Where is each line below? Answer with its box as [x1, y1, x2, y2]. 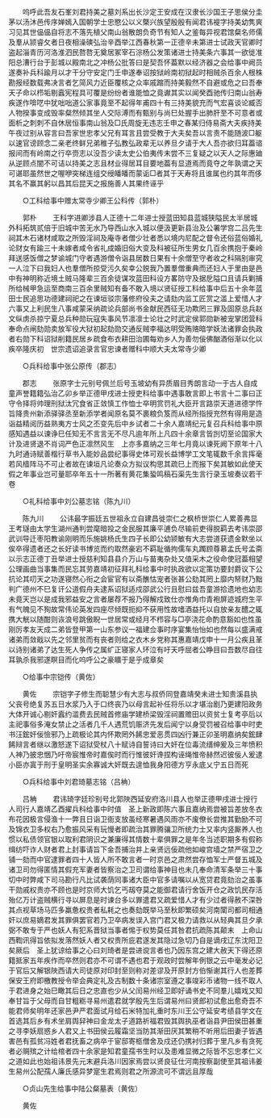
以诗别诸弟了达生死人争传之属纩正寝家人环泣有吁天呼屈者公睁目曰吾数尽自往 [8, 645, 263, 654]
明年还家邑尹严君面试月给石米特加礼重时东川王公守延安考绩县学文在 [35, 1006, 263, 1015]
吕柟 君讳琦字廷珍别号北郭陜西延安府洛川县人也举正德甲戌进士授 [22, 794, 251, 803]
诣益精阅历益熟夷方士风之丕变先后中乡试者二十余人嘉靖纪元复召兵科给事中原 [8, 419, 263, 428]
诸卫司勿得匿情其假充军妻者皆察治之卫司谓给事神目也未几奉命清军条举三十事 [8, 865, 263, 874]
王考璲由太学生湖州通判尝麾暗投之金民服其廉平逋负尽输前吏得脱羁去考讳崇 [8, 524, 256, 533]
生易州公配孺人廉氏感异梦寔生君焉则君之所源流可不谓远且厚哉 [8, 1066, 214, 1076]
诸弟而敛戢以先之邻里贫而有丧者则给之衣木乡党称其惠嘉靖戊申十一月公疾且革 [8, 634, 263, 644]
